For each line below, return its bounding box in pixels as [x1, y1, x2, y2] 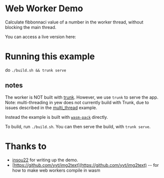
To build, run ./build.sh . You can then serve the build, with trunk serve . [5, 123, 151, 130]
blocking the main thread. [5, 24, 57, 30]
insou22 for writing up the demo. [12, 157, 79, 163]
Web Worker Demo [5, 3, 83, 14]
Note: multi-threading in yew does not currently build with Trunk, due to [5, 99, 149, 105]
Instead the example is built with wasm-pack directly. [5, 114, 108, 120]
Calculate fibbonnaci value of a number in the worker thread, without [5, 19, 143, 25]
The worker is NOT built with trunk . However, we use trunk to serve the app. [5, 94, 159, 100]
